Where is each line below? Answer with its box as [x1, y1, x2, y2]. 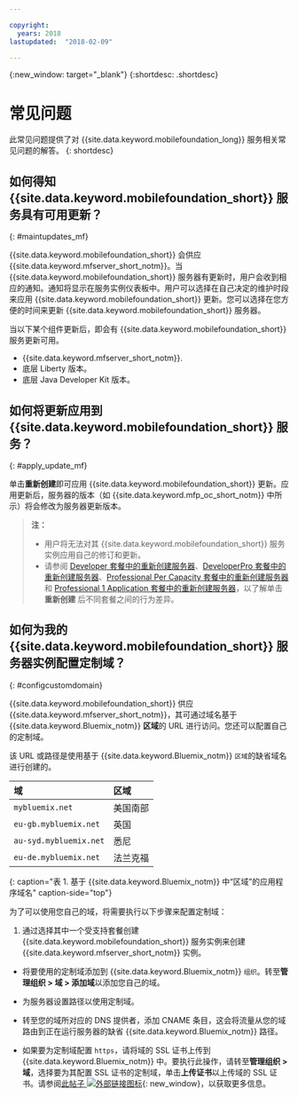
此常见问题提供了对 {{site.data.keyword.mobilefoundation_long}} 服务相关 [9, 134, 278, 145]
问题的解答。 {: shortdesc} [16, 146, 114, 156]
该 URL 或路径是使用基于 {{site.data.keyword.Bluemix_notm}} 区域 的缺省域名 [9, 750, 287, 761]
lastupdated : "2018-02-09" [9, 37, 114, 46]
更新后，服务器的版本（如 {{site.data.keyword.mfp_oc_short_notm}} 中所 [16, 489, 283, 500]
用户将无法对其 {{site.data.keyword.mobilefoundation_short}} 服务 [43, 538, 286, 548]
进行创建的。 [9, 761, 56, 772]
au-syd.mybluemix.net [13, 835, 105, 846]
